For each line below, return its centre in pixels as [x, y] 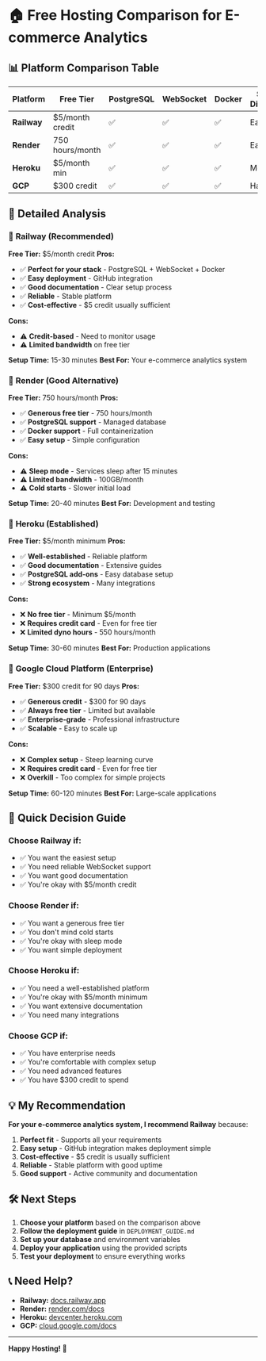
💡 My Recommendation [67, 1105]
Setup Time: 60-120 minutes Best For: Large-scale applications [112, 793]
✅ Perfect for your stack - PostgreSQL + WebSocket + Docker [122, 269]
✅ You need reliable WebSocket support [85, 867]
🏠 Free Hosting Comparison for [115, 15]
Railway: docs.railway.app [63, 1300]
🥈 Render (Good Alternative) [63, 380]
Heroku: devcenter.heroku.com [71, 1317]
